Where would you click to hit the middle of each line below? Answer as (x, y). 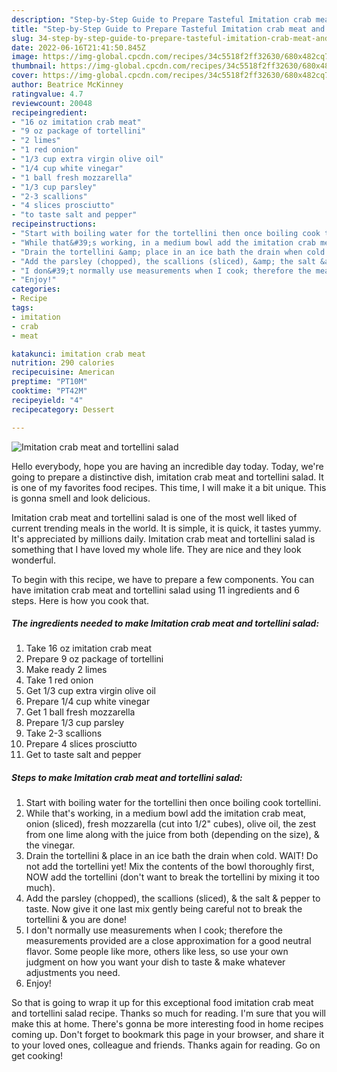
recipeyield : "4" (47, 400)
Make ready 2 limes (66, 670)
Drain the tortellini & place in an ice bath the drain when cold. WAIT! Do (172, 856)
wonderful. (33, 560)
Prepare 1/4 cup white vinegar (88, 702)
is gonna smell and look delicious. (81, 498)
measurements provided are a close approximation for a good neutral (168, 941)
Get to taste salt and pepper (83, 755)
